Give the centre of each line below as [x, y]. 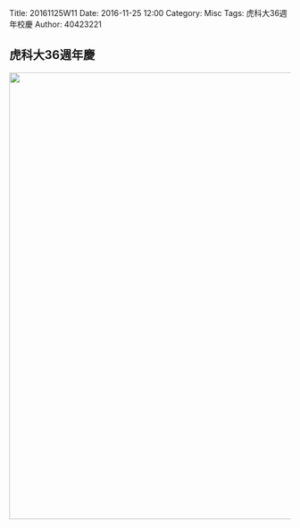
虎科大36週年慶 [52, 55]
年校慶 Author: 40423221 [56, 24]
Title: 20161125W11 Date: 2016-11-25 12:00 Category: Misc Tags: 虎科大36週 [148, 13]
